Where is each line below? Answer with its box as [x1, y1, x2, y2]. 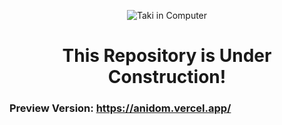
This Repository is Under [62, 45, 272, 67]
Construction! [107, 66, 227, 89]
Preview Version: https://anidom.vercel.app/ [9, 101, 232, 115]
